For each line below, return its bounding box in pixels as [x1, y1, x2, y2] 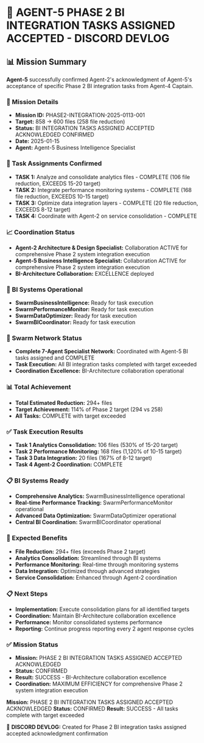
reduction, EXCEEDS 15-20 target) [15, 180, 101, 187]
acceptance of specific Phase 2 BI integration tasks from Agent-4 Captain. [6, 83, 194, 89]
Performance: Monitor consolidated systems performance [15, 618, 163, 626]
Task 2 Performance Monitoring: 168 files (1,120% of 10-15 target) [15, 448, 182, 455]
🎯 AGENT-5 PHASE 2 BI [6, 6, 125, 20]
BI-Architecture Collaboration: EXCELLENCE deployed [15, 270, 154, 277]
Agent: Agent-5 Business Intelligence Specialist [15, 144, 136, 152]
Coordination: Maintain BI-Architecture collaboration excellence [15, 612, 177, 619]
